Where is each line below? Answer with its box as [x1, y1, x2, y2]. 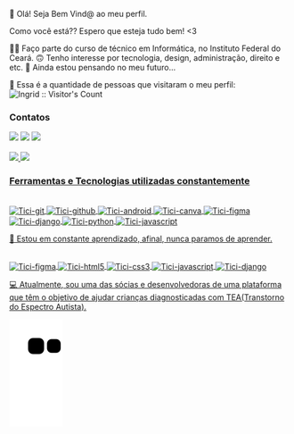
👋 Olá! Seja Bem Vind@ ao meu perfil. [9, 9, 148, 19]
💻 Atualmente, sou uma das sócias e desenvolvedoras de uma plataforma [9, 279, 282, 289]
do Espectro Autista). [9, 301, 87, 312]
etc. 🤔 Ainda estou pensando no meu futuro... [9, 63, 176, 72]
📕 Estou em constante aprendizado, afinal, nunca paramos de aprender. [9, 233, 274, 244]
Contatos [9, 111, 51, 123]
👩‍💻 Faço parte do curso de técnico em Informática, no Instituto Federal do [9, 43, 282, 54]
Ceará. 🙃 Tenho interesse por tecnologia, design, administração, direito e [9, 53, 281, 63]
